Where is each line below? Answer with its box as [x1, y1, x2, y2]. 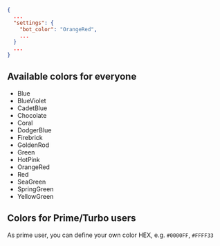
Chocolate [17, 111, 47, 119]
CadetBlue [17, 104, 48, 112]
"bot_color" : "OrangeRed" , [19, 26, 98, 33]
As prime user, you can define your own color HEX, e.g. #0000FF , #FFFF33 [7, 231, 214, 239]
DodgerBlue [17, 125, 52, 134]
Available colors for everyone [7, 71, 137, 82]
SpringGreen [17, 184, 54, 193]
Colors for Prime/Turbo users [7, 212, 136, 225]
